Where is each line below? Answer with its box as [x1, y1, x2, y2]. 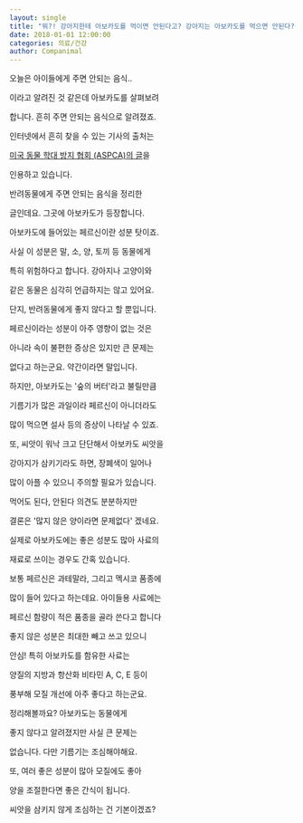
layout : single [9, 13, 67, 23]
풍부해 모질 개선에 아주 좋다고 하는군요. [9, 689, 147, 700]
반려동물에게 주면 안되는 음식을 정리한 [9, 188, 143, 199]
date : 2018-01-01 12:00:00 [9, 30, 111, 39]
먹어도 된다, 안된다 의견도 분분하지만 [9, 496, 137, 507]
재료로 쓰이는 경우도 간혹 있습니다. [9, 554, 130, 565]
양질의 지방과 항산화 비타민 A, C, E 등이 [9, 669, 148, 680]
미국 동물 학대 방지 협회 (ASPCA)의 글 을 [9, 150, 151, 161]
